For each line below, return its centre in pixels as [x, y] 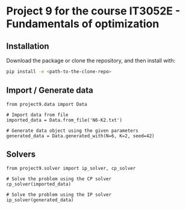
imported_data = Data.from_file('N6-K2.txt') [64, 120]
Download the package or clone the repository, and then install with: [91, 61]
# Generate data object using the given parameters [72, 131]
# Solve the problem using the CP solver [59, 179]
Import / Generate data [50, 91]
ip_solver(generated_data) [40, 200]
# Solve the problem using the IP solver [59, 195]
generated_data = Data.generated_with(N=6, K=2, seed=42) [80, 136]
